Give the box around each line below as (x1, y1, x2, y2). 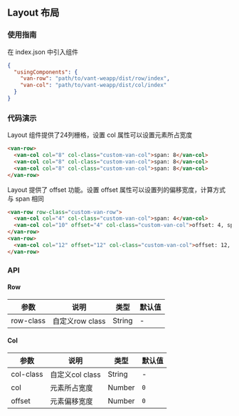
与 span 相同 (7, 194, 45, 203)
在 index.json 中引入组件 (7, 47, 79, 56)
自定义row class (52, 316, 106, 326)
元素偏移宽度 (49, 397, 93, 407)
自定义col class (49, 370, 101, 380)
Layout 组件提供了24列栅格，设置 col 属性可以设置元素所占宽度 (7, 131, 193, 139)
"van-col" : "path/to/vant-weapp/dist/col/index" (20, 81, 167, 89)
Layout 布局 (7, 6, 60, 19)
